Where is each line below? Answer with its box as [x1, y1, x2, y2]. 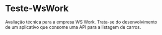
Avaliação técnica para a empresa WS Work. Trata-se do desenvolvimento [5, 19, 158, 25]
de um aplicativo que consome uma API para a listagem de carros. [5, 24, 141, 30]
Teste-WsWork [5, 3, 69, 14]
